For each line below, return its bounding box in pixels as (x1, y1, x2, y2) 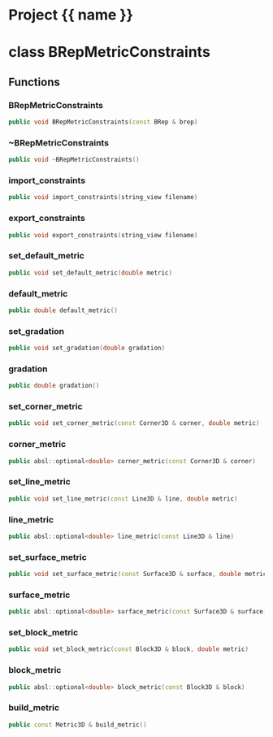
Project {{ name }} (8, 6, 134, 24)
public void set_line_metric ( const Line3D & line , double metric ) (8, 494, 238, 503)
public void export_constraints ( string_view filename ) (8, 231, 198, 239)
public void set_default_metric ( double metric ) (8, 268, 173, 277)
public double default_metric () (8, 306, 118, 314)
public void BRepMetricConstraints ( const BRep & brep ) (8, 118, 198, 127)
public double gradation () (8, 382, 100, 390)
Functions (8, 75, 61, 89)
